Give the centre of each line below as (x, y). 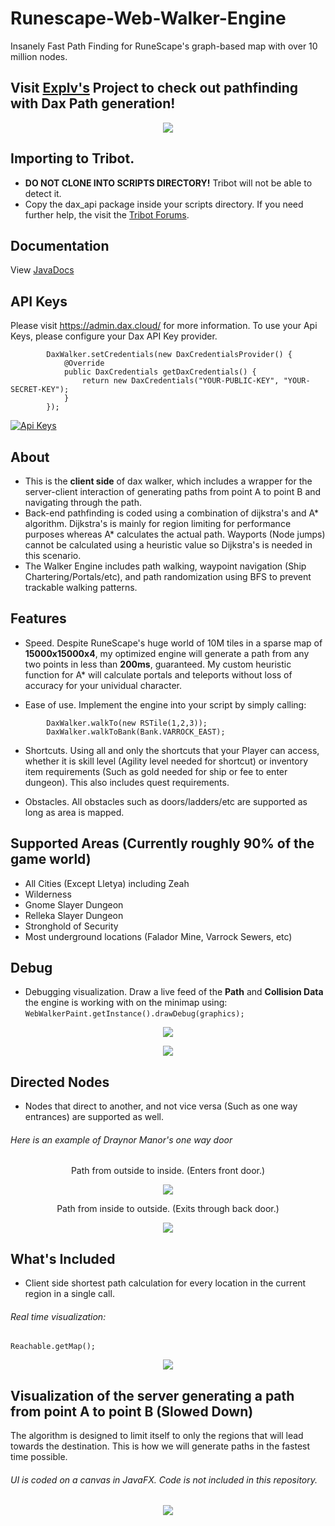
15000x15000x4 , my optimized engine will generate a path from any (167, 653)
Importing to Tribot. (72, 158)
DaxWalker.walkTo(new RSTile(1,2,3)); (127, 723)
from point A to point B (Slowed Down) (132, 1411)
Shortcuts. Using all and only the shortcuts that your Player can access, (172, 750)
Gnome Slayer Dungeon (74, 904)
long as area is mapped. (74, 812)
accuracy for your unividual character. (103, 685)
